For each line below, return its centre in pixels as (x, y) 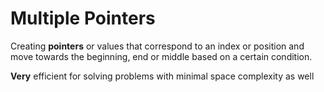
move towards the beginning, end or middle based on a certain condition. (161, 56)
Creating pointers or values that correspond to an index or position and (157, 46)
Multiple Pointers (83, 18)
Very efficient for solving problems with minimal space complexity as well (162, 76)
